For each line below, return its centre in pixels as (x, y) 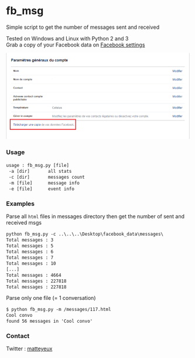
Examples (20, 203)
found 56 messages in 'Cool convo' (49, 322)
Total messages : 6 (30, 252)
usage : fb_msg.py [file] (37, 165)
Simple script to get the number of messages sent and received (83, 27)
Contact (18, 336)
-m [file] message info (44, 183)
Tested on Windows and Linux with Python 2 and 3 (67, 38)
